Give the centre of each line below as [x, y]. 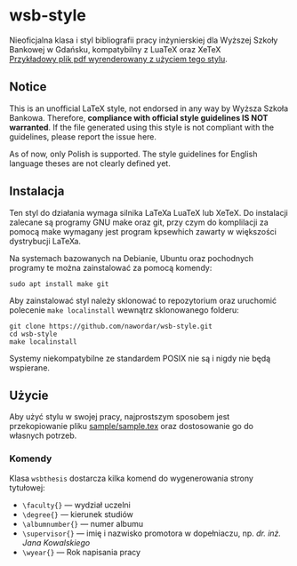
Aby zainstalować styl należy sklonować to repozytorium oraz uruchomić [143, 300]
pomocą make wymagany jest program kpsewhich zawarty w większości [143, 231]
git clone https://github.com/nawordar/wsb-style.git [111, 326]
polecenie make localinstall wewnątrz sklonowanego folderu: [124, 310]
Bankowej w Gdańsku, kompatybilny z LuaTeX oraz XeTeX [115, 49]
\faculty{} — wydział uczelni [76, 505]
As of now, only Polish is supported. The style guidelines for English [133, 154]
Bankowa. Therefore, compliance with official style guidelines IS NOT [139, 117]
